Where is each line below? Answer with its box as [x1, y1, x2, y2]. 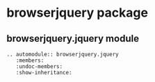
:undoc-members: [15, 63, 63, 70]
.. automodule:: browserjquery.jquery [6, 51, 119, 58]
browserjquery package [6, 5, 149, 21]
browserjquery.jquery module [6, 33, 140, 44]
